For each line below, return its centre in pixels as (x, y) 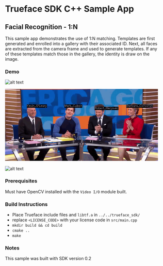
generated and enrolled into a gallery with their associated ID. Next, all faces (81, 44)
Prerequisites (21, 181)
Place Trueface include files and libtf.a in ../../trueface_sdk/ (76, 215)
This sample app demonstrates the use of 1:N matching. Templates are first (80, 38)
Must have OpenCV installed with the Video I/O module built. (66, 191)
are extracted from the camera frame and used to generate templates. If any (81, 49)
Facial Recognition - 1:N (41, 27)
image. (12, 59)
